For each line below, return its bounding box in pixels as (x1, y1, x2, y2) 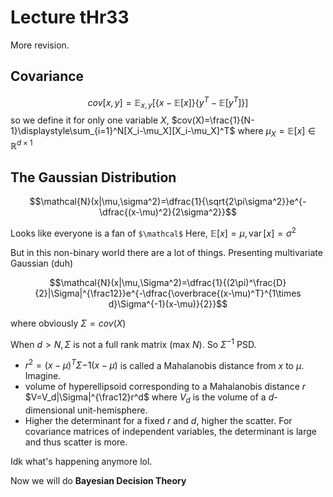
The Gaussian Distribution (10, 169, 177, 186)
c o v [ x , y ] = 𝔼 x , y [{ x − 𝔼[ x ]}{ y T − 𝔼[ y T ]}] (87, 94, 249, 111)
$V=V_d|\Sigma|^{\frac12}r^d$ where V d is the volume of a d (24, 391, 275, 406)
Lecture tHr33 (10, 6, 130, 29)
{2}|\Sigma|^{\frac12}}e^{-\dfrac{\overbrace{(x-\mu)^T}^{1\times (34, 287, 302, 300)
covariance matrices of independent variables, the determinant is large (24, 426, 317, 438)
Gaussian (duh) (10, 257, 74, 270)
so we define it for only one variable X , (10, 114, 170, 126)
